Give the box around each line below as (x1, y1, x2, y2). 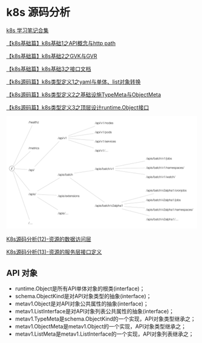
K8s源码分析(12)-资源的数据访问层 (6, 235, 92, 243)
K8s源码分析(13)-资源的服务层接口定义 (6, 249, 102, 256)
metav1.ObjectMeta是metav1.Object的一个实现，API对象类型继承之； (15, 323, 186, 330)
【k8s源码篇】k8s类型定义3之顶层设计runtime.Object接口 (6, 103, 149, 111)
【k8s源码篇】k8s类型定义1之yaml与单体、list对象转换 (6, 78, 141, 85)
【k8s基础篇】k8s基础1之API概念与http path (6, 39, 116, 47)
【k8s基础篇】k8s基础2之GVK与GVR (6, 52, 98, 59)
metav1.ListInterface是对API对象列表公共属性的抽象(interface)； (15, 308, 174, 315)
